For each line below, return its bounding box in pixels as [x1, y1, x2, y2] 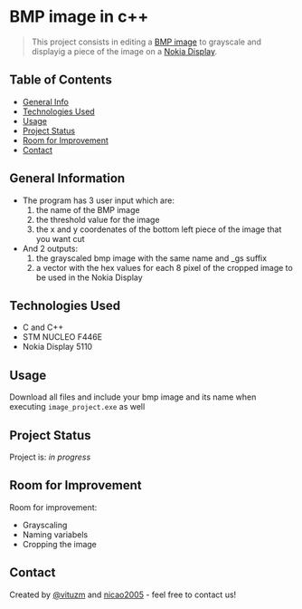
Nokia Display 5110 [22, 342, 93, 353]
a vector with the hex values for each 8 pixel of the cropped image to [35, 262, 294, 273]
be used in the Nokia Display [35, 272, 143, 283]
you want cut [35, 233, 85, 244]
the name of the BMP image [35, 204, 140, 215]
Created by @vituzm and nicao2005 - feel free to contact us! [9, 589, 237, 600]
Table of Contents [9, 72, 113, 88]
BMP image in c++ [9, 6, 149, 27]
